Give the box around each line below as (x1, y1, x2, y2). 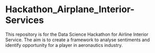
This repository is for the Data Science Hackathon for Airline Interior (5, 31, 148, 37)
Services (5, 14, 45, 26)
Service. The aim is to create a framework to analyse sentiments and (5, 37, 150, 43)
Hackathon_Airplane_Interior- (5, 4, 135, 15)
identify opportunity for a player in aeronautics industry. (5, 42, 123, 48)
